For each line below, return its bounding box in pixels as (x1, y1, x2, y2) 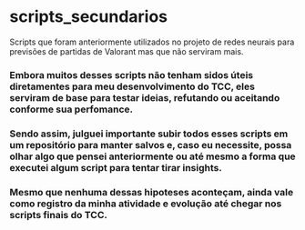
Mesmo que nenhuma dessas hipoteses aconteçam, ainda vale (9, 185, 294, 198)
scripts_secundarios (9, 6, 168, 27)
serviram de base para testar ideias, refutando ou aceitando (9, 91, 280, 104)
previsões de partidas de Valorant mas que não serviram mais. (9, 45, 244, 56)
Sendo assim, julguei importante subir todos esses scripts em (9, 127, 289, 140)
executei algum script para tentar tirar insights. (9, 161, 223, 174)
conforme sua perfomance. (9, 103, 134, 115)
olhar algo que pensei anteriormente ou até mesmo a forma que (9, 150, 296, 163)
